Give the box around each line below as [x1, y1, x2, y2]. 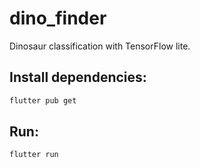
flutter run [9, 150, 59, 160]
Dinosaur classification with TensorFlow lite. [9, 40, 191, 52]
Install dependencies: [9, 69, 147, 86]
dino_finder [9, 7, 107, 30]
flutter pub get [9, 95, 77, 106]
